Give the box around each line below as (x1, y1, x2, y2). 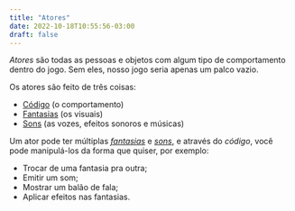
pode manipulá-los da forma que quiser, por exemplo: (9, 145, 209, 156)
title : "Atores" (9, 13, 70, 23)
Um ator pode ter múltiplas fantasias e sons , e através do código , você (9, 136, 273, 147)
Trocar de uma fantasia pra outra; (22, 163, 148, 174)
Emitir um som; (22, 172, 78, 183)
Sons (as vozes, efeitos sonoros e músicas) (22, 118, 185, 129)
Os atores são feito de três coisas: (9, 82, 137, 93)
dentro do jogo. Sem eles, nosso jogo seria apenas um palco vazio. (9, 64, 259, 75)
